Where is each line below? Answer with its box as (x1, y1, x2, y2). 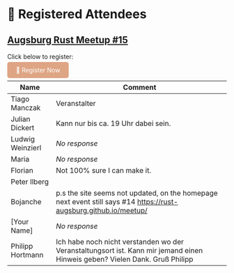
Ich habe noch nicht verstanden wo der (55, 237, 185, 247)
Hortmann (10, 250, 44, 260)
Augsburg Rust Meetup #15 (7, 34, 128, 46)
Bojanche (10, 197, 42, 206)
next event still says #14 (55, 197, 136, 206)
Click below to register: (7, 52, 74, 61)
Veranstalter (55, 99, 96, 108)
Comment (123, 83, 157, 92)
